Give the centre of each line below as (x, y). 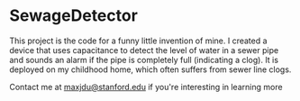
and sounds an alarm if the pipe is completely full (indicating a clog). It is (144, 60)
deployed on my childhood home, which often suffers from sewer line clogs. (150, 69)
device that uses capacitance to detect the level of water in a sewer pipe (144, 50)
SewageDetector (73, 16)
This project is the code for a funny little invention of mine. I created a (138, 41)
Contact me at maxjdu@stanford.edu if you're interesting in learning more (146, 87)
